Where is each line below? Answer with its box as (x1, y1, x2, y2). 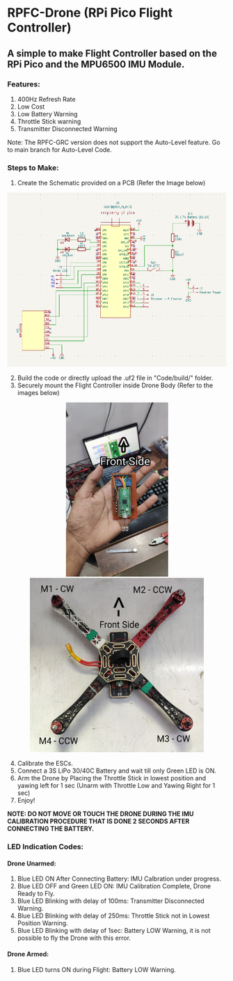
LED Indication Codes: (7, 842, 84, 851)
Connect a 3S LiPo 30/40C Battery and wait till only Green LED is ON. (17, 766, 217, 775)
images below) (17, 389, 61, 397)
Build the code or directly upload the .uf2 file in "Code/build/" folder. (17, 374, 214, 383)
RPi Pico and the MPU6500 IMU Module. (7, 58, 185, 70)
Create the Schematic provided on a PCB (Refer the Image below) (17, 179, 206, 187)
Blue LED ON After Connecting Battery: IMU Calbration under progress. (17, 874, 221, 883)
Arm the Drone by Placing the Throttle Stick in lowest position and (17, 774, 207, 782)
